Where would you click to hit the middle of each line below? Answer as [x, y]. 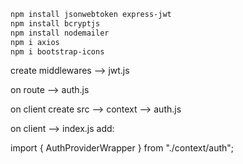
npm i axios [35, 42]
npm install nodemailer [60, 33]
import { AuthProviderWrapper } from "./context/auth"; [122, 148]
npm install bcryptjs [55, 23]
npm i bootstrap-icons [57, 51]
